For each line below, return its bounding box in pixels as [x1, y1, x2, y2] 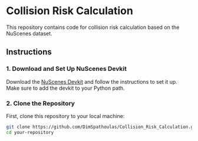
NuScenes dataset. [6, 29, 52, 37]
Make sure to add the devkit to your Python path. [6, 84, 125, 91]
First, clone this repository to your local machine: [6, 112, 125, 119]
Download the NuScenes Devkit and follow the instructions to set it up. [6, 78, 178, 85]
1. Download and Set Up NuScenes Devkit [6, 65, 127, 73]
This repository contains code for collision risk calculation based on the [6, 24, 180, 31]
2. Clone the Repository [6, 99, 75, 107]
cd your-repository [6, 129, 54, 135]
